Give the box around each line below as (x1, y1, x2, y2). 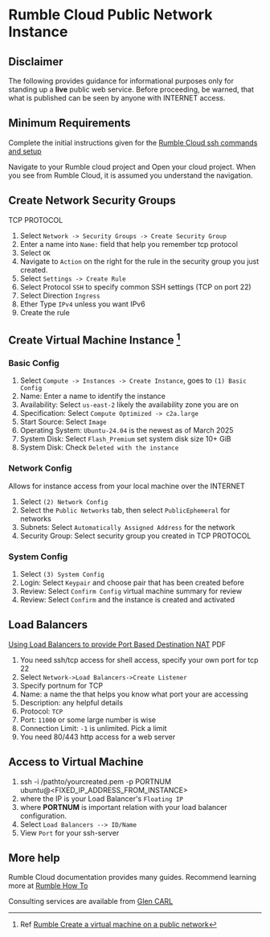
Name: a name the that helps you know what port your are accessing (19, 689, 249, 699)
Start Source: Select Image (19, 417, 107, 427)
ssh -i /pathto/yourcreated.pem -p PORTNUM (19, 776, 171, 786)
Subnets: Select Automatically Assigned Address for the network (19, 522, 235, 532)
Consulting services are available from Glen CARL (8, 897, 174, 906)
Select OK (19, 248, 51, 257)
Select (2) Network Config (19, 496, 108, 506)
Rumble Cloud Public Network (8, 6, 213, 24)
